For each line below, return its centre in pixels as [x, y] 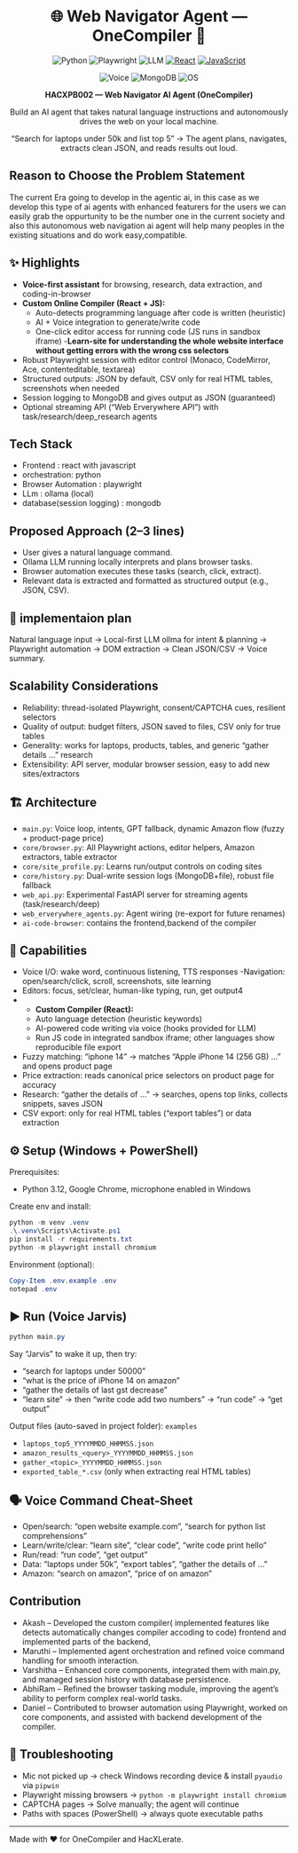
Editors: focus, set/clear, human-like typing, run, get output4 [133, 990]
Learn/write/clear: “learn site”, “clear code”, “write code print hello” [145, 1545]
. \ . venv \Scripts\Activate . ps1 [65, 1231]
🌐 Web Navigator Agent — [149, 16]
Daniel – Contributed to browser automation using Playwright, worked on [155, 1707]
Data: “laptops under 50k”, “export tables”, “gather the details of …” [145, 1564]
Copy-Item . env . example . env [63, 1281]
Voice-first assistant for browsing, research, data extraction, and [142, 284]
